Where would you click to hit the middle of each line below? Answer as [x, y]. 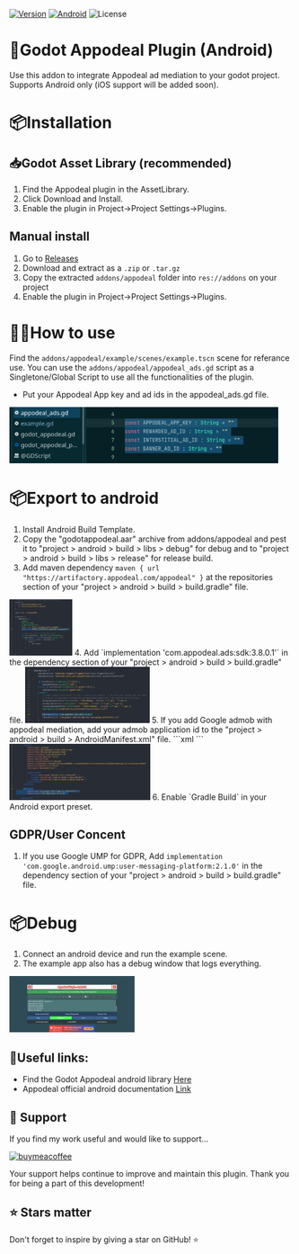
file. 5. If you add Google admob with [141, 720]
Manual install [49, 237]
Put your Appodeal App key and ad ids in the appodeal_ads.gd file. [145, 394]
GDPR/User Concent [67, 835]
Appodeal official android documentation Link [106, 1089]
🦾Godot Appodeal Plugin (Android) [141, 50]
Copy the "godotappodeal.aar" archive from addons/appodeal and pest [154, 539]
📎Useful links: [49, 1057]
